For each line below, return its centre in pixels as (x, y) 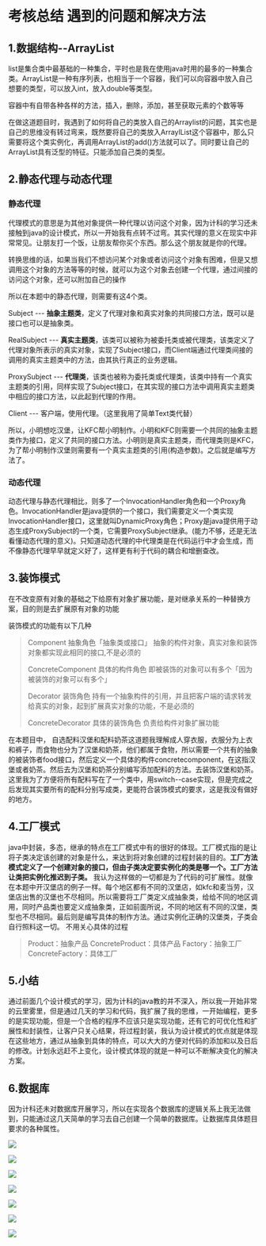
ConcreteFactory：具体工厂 (72, 953)
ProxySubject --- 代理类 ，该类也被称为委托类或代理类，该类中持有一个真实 (130, 376)
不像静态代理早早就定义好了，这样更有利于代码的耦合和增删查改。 (116, 550)
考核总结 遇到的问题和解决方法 (107, 16)
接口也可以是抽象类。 (43, 323)
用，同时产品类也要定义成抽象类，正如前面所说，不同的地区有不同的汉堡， (129, 906)
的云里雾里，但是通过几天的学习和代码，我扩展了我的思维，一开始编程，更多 (133, 1011)
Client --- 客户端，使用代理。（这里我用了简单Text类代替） (103, 413)
